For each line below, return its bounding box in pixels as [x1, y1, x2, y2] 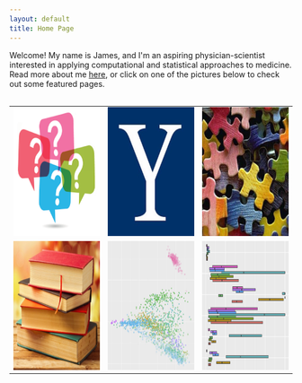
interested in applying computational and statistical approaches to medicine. [9, 59, 292, 70]
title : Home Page [9, 23, 75, 33]
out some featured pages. [9, 78, 105, 89]
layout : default [9, 14, 70, 23]
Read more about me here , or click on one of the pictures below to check [9, 68, 280, 80]
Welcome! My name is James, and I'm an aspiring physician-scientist [9, 49, 265, 60]
